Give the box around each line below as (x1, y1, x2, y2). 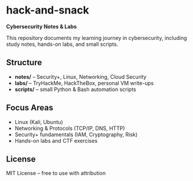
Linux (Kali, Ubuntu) (14, 118, 63, 125)
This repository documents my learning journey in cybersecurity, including (6, 34, 187, 41)
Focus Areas (6, 103, 54, 113)
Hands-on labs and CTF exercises (14, 137, 98, 144)
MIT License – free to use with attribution (6, 170, 106, 177)
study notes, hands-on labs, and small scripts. (6, 41, 119, 48)
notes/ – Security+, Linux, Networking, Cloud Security (14, 73, 146, 80)
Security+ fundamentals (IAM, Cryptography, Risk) (14, 130, 138, 138)
